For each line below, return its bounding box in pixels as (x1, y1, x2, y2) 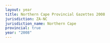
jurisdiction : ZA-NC (5, 16, 48, 21)
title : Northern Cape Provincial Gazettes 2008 (5, 12, 106, 17)
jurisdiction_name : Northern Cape (5, 21, 77, 26)
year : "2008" (5, 30, 32, 35)
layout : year (5, 7, 32, 12)
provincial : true (5, 26, 41, 31)
